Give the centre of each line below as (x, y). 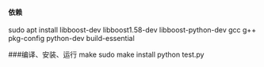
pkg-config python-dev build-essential (71, 39)
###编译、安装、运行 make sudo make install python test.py (106, 54)
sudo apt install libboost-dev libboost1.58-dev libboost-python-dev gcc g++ (132, 30)
